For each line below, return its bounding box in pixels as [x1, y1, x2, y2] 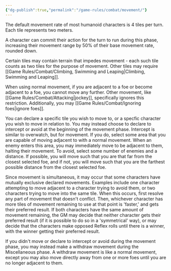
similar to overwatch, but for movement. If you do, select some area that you [5, 131, 166, 138]
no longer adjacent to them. [5, 260, 64, 266]
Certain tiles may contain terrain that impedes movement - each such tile [5, 57, 159, 64]
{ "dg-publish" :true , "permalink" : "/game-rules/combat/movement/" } [5, 7, 147, 13]
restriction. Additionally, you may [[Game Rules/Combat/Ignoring [5, 100, 141, 106]
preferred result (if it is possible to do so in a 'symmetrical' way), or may [5, 217, 157, 224]
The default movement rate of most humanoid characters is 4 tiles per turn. [5, 21, 164, 28]
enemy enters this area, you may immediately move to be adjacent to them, [5, 142, 163, 149]
